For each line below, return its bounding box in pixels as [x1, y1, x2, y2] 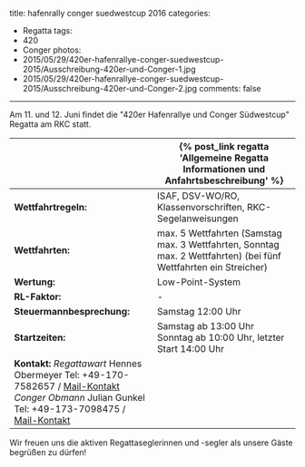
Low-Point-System [157, 276, 241, 288]
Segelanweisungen [157, 212, 239, 225]
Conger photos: [22, 44, 82, 55]
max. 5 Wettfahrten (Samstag [157, 227, 283, 239]
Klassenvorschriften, [157, 201, 245, 213]
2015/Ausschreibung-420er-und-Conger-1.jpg [22, 63, 196, 74]
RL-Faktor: [14, 290, 62, 303]
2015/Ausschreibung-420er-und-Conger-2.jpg [22, 83, 198, 93]
